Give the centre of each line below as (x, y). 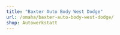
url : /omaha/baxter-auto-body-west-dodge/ (60, 17)
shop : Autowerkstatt (32, 23)
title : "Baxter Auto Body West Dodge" (55, 12)
